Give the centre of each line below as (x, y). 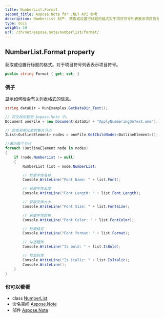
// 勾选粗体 (33, 242)
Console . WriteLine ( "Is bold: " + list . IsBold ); (72, 247)
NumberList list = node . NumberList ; (60, 166)
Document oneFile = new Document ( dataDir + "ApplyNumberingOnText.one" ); (82, 121)
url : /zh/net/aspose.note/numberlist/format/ (52, 32)
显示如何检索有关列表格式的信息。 (39, 99)
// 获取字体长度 (37, 189)
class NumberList (30, 298)
